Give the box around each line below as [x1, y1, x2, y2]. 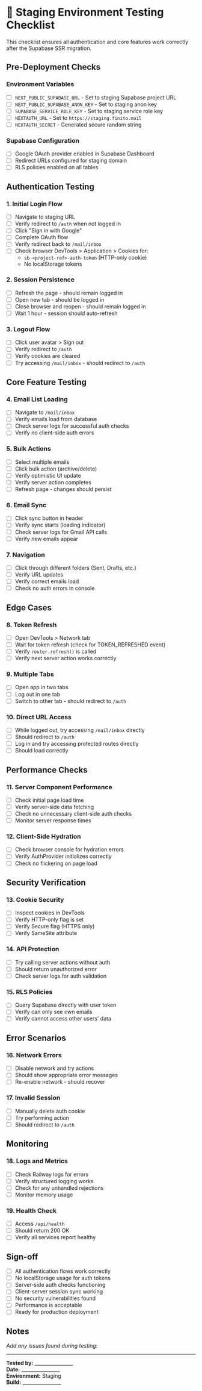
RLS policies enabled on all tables [14, 164, 99, 171]
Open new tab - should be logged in [14, 296, 105, 303]
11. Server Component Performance [6, 783, 112, 791]
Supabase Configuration [6, 136, 80, 145]
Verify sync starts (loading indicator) [14, 521, 106, 529]
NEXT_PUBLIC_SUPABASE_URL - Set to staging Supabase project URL [14, 93, 177, 101]
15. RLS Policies [6, 987, 53, 996]
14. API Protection [6, 945, 60, 954]
